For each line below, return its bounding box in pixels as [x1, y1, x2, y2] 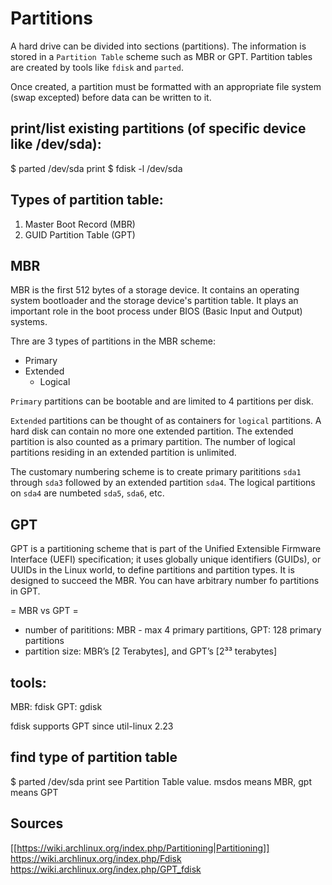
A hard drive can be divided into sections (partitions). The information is [10, 40, 307, 52]
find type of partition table [10, 749, 178, 766]
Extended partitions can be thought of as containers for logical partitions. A [10, 415, 322, 427]
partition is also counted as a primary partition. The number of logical [10, 436, 296, 448]
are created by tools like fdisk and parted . [10, 61, 185, 73]
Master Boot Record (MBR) [24, 218, 136, 230]
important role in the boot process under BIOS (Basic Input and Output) [10, 305, 303, 317]
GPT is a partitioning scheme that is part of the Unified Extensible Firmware [10, 543, 322, 555]
